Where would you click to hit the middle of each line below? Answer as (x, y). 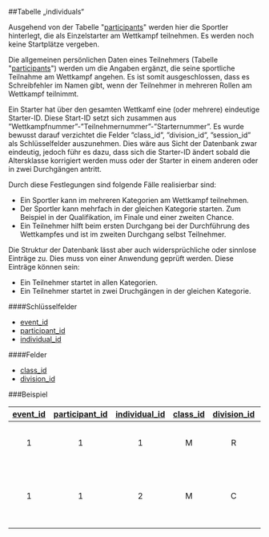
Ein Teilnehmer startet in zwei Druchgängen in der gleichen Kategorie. (135, 291)
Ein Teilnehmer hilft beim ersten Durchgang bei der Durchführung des (135, 226)
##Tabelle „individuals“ (46, 12)
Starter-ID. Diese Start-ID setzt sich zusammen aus (92, 118)
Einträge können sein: (44, 267)
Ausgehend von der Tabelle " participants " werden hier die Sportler (118, 27)
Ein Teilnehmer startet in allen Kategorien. (89, 283)
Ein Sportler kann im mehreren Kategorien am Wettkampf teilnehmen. (134, 200)
